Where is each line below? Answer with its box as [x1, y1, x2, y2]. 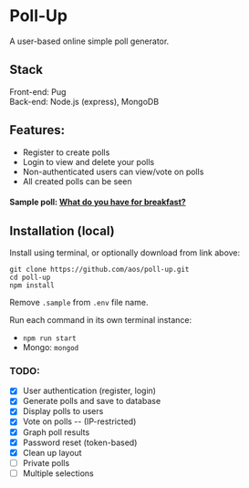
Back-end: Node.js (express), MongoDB [9, 96, 160, 107]
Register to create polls [22, 147, 110, 158]
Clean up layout [22, 447, 82, 458]
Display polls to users [22, 406, 104, 417]
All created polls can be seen [22, 175, 132, 187]
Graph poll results [22, 426, 90, 438]
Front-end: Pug [9, 86, 67, 97]
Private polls [22, 457, 70, 468]
